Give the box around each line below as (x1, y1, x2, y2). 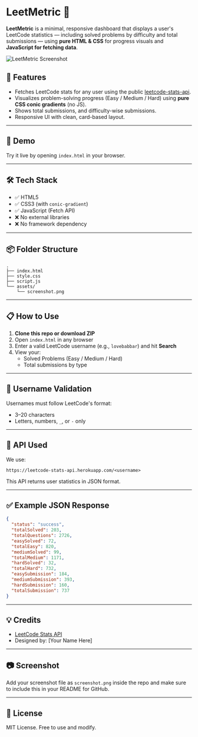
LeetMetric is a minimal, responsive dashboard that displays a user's (6, 25, 174, 32)
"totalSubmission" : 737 (11, 587, 70, 594)
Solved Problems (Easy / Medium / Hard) (23, 355, 123, 362)
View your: (14, 349, 41, 356)
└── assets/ (6, 284, 35, 289)
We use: (6, 456, 27, 463)
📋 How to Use (6, 311, 60, 321)
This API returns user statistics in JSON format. (6, 478, 121, 485)
